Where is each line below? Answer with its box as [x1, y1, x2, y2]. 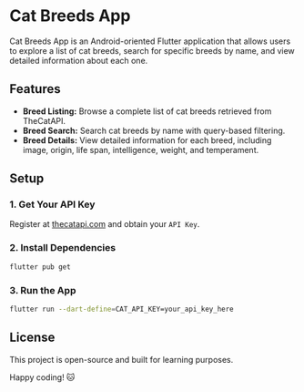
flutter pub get [9, 262, 71, 272]
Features [9, 81, 61, 97]
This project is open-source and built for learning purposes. [9, 354, 234, 365]
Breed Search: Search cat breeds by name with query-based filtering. [22, 125, 286, 136]
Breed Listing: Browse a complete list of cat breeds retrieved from [22, 106, 272, 117]
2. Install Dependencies [9, 242, 117, 254]
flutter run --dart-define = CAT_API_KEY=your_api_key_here [9, 304, 234, 314]
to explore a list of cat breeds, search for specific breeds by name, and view [9, 45, 296, 56]
